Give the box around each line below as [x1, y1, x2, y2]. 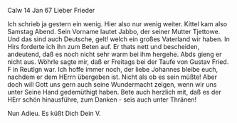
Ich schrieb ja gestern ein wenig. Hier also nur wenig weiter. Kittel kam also [7, 20, 228, 28]
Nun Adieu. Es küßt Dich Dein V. [7, 109, 101, 117]
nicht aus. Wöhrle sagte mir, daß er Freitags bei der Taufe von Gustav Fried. [7, 58, 229, 66]
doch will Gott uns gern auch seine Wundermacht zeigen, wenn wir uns [7, 80, 217, 88]
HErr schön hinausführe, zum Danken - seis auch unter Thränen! [7, 95, 197, 104]
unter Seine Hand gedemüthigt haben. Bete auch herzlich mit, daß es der [7, 88, 222, 96]
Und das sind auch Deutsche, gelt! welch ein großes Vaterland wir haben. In [7, 35, 230, 43]
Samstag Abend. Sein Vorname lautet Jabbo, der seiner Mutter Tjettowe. [7, 28, 221, 36]
